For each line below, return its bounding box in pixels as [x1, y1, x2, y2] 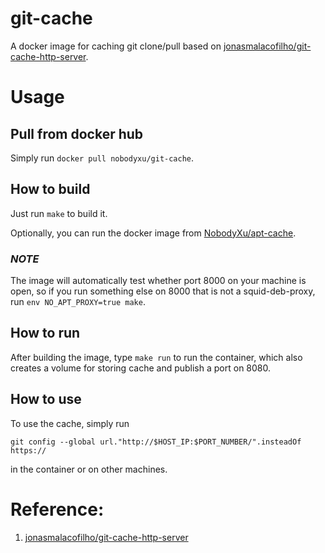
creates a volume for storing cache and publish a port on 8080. [10, 362, 272, 374]
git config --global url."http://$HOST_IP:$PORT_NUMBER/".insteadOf [10, 437, 302, 447]
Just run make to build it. [10, 207, 108, 219]
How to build [10, 181, 91, 198]
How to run [10, 325, 81, 342]
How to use [10, 391, 82, 408]
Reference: [10, 498, 105, 521]
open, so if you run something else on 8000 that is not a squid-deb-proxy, [10, 285, 316, 297]
